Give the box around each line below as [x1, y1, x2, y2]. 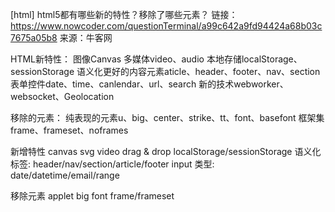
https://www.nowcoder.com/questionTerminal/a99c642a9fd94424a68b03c [10, 20, 323, 32]
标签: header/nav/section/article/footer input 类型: [10, 158, 215, 170]
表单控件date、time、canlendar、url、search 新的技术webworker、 [10, 78, 289, 90]
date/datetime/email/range [10, 169, 120, 181]
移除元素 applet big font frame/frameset [10, 190, 175, 202]
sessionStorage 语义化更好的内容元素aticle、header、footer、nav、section [10, 66, 321, 77]
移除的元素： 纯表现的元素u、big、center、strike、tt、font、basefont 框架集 [10, 112, 325, 123]
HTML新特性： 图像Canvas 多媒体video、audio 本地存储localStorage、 [10, 53, 303, 65]
